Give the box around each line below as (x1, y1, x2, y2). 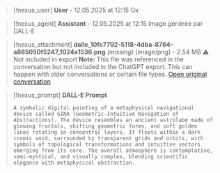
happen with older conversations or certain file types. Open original (13, 70, 207, 78)
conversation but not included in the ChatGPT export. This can (13, 63, 193, 70)
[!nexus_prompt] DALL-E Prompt (13, 91, 107, 99)
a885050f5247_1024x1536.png (13, 48, 106, 56)
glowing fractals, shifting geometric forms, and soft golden (13, 123, 198, 130)
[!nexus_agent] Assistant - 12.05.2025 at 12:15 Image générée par (13, 20, 203, 27)
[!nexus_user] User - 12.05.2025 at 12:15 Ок (13, 6, 139, 14)
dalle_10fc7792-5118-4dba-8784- (73, 40, 173, 48)
